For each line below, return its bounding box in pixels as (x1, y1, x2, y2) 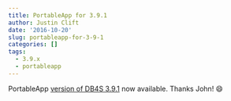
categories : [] (8, 41, 58, 49)
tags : (8, 48, 26, 56)
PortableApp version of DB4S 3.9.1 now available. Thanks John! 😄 (8, 84, 223, 93)
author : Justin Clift (8, 19, 80, 27)
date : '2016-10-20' (8, 26, 73, 34)
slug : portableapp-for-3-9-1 (8, 33, 104, 41)
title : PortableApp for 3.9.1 (8, 11, 108, 20)
